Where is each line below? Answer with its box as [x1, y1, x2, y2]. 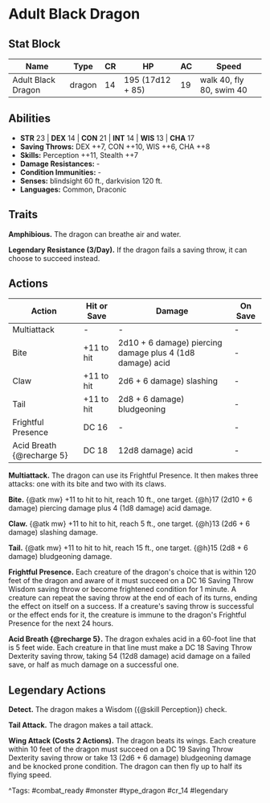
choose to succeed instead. [8, 253, 100, 263]
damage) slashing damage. [8, 528, 99, 537]
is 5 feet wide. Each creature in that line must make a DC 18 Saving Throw [8, 643, 252, 652]
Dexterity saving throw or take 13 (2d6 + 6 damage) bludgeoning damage [8, 753, 252, 763]
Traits [8, 208, 39, 221]
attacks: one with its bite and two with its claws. [8, 479, 166, 489]
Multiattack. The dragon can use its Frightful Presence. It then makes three [8, 470, 259, 480]
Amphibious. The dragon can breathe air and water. [8, 229, 182, 238]
